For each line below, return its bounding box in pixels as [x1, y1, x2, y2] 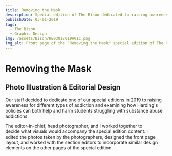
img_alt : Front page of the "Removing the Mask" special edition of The [5, 41, 164, 46]
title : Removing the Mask [5, 7, 60, 13]
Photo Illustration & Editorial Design [5, 83, 121, 92]
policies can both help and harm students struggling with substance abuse [5, 107, 163, 114]
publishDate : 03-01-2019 [5, 17, 58, 22]
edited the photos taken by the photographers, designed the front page [5, 133, 156, 140]
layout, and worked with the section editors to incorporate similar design [5, 139, 158, 145]
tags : [5, 21, 17, 27]
